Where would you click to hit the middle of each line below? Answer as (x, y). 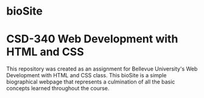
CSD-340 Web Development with (92, 39)
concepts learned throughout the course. (58, 88)
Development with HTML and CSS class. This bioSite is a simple (86, 75)
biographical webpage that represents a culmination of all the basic (91, 82)
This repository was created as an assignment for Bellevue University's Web (102, 69)
